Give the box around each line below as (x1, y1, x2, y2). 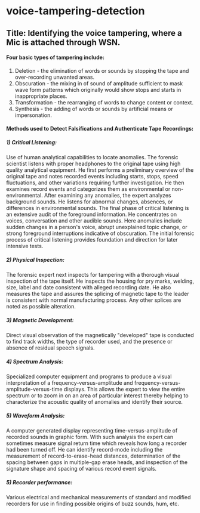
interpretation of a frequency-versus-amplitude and (6, 379, 133, 387)
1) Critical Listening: (6, 138, 57, 146)
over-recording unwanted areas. (14, 73, 94, 81)
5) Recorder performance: (6, 478, 73, 486)
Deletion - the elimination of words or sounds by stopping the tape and (14, 67, 189, 74)
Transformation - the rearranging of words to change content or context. (14, 98, 194, 106)
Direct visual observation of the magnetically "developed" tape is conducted (6, 332, 194, 339)
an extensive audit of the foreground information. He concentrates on (6, 211, 177, 218)
